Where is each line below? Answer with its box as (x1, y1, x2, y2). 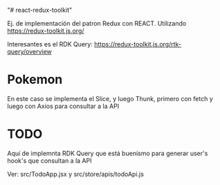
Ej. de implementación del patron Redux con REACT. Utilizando (7, 19, 187, 27)
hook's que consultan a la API (7, 156, 92, 165)
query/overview (7, 48, 52, 55)
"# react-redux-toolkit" (7, 6, 73, 14)
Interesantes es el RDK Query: (7, 40, 93, 48)
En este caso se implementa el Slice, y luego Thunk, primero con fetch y (7, 94, 213, 103)
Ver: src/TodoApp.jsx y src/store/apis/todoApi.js (7, 170, 144, 178)
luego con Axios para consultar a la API (7, 102, 120, 110)
